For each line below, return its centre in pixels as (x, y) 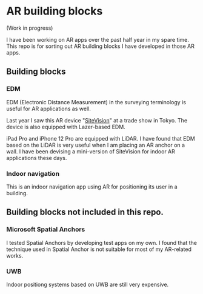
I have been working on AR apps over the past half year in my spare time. (98, 39)
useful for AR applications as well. (48, 109)
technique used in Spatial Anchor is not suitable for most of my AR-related (99, 249)
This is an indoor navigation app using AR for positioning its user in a (92, 187)
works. (15, 255)
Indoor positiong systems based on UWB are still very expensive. (88, 284)
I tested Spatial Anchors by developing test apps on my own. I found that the (101, 242)
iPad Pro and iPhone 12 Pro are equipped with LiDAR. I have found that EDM (101, 138)
